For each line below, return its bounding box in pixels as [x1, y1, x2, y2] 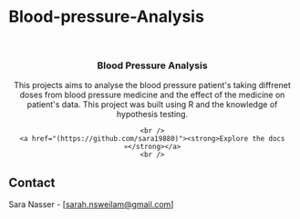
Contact [8, 174, 56, 190]
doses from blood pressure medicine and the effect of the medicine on [19, 89, 285, 101]
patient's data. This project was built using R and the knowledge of [26, 99, 278, 110]
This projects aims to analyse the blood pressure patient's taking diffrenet [14, 80, 291, 91]
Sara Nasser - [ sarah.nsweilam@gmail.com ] [8, 199, 174, 210]
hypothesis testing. [116, 109, 189, 120]
